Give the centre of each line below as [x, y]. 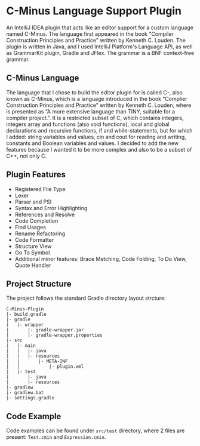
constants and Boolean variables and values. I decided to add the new [93, 143]
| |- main [21, 346]
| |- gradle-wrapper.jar [45, 330]
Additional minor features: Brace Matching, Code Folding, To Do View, [101, 259]
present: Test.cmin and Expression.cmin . [56, 437]
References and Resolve [45, 214]
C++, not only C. [27, 156]
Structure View [33, 246]
